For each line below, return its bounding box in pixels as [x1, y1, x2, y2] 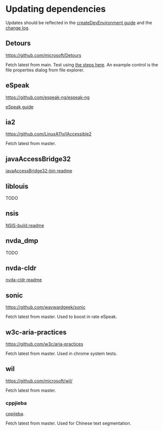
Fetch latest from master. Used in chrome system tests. [5, 350, 117, 357]
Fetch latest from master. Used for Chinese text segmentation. [5, 420, 132, 426]
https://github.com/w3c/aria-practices [5, 341, 83, 347]
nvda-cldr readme [5, 277, 42, 283]
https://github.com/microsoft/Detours [5, 52, 81, 58]
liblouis [5, 182, 28, 190]
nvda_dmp [5, 237, 38, 245]
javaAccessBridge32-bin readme [5, 168, 73, 174]
